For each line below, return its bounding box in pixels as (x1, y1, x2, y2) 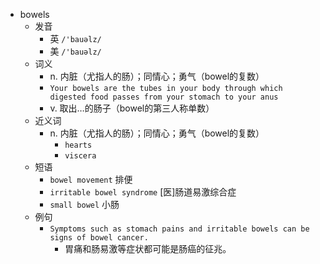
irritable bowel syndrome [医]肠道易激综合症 (49, 186, 237, 198)
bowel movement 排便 (49, 174, 133, 185)
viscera (64, 151, 97, 161)
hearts (64, 140, 93, 150)
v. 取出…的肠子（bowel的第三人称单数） (49, 102, 215, 114)
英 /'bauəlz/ (49, 33, 102, 44)
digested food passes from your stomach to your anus (49, 92, 279, 102)
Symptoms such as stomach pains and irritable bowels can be (49, 224, 310, 234)
